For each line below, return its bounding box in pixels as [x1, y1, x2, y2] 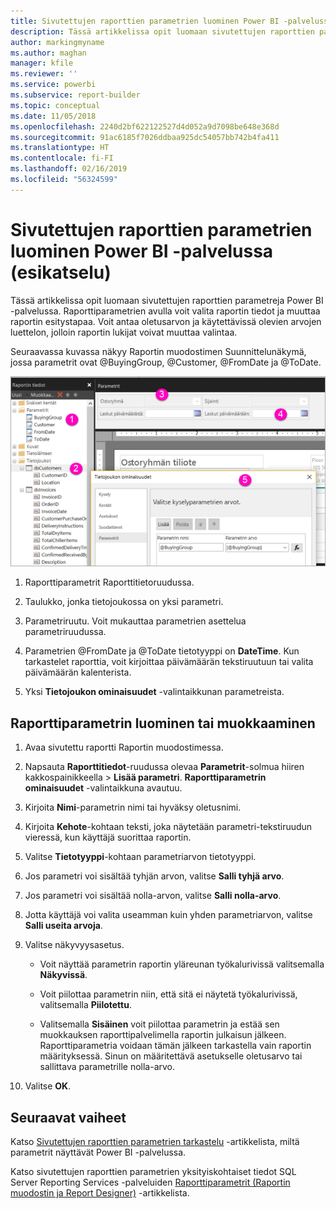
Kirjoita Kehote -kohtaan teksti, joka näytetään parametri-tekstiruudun [24, 821, 313, 833]
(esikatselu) [10, 261, 112, 284]
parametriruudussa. [24, 626, 107, 638]
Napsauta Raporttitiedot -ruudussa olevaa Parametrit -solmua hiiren [24, 761, 305, 773]
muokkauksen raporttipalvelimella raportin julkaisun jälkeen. [39, 1029, 287, 1041]
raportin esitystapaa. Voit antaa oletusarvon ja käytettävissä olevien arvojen [10, 315, 322, 327]
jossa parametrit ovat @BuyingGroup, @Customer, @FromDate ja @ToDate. [10, 356, 322, 368]
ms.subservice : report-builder [10, 90, 141, 100]
